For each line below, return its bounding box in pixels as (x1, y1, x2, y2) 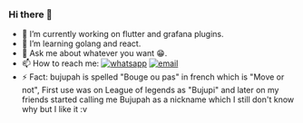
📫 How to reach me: (21, 58, 100, 69)
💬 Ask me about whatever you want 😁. (21, 48, 168, 59)
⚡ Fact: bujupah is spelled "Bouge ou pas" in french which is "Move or (21, 71, 285, 82)
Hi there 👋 (8, 8, 54, 21)
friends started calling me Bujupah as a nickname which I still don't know (21, 94, 295, 105)
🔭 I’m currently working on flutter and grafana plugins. (21, 29, 224, 40)
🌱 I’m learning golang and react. (21, 38, 142, 49)
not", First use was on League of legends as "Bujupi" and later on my (21, 85, 279, 96)
